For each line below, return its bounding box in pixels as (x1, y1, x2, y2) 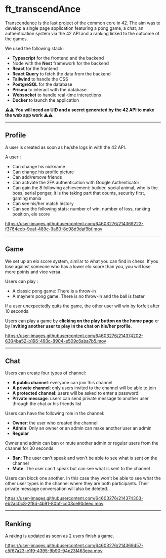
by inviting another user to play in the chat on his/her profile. (5, 323, 132, 329)
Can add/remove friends (12, 174, 62, 180)
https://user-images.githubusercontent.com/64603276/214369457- (5, 543, 144, 549)
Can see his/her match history (12, 200, 74, 207)
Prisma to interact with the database (12, 86, 87, 92)
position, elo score (12, 211, 50, 217)
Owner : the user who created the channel (12, 420, 98, 426)
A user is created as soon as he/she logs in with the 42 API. (5, 144, 126, 150)
